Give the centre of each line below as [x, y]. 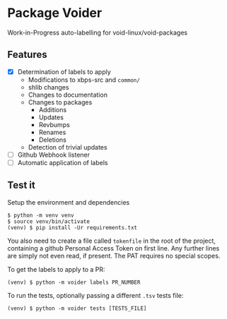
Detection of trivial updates [68, 147]
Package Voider [55, 13]
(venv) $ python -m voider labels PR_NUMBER [74, 282]
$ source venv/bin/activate [49, 221]
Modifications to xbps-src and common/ [84, 80]
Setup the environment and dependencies [69, 202]
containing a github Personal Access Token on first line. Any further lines [113, 248]
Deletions [53, 140]
